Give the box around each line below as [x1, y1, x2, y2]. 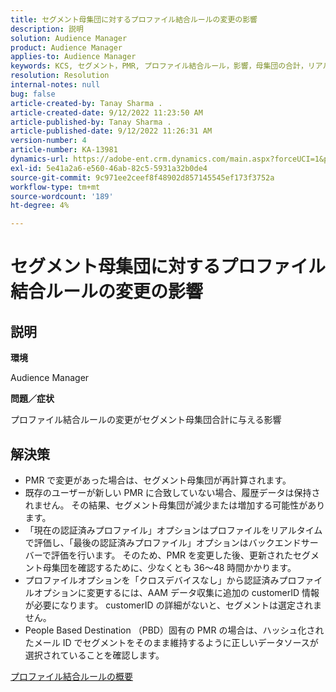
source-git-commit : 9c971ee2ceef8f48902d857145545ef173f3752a [10, 172, 275, 183]
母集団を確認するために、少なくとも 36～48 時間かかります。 [42, 561, 297, 573]
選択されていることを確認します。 [24, 649, 165, 661]
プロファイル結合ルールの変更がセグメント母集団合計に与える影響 [10, 414, 282, 426]
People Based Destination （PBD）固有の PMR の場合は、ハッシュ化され [24, 624, 325, 636]
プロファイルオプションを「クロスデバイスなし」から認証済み [24, 574, 280, 586]
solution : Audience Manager [10, 33, 128, 43]
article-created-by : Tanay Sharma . [10, 98, 163, 108]
